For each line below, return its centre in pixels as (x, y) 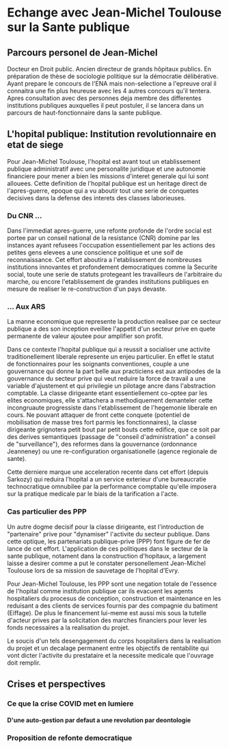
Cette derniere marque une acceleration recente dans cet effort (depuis (108, 472)
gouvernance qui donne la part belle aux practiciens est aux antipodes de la (114, 371)
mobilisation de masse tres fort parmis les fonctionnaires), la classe (102, 423)
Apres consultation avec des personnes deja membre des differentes (104, 98)
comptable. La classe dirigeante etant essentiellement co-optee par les (107, 393)
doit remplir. (24, 663)
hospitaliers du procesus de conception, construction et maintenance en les (114, 598)
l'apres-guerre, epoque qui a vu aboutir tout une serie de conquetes (103, 191)
